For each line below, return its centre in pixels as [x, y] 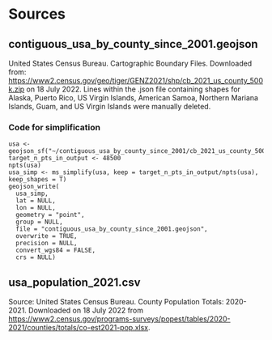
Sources [37, 14]
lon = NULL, [36, 208]
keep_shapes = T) [38, 180]
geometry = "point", [50, 215]
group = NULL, [39, 222]
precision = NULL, [47, 244]
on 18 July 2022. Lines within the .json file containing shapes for [134, 89]
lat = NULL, [36, 201]
